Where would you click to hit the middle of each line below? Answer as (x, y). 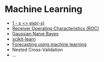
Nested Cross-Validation (37, 49)
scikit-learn (24, 39)
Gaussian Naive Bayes (35, 33)
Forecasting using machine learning (49, 44)
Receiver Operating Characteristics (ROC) (56, 28)
